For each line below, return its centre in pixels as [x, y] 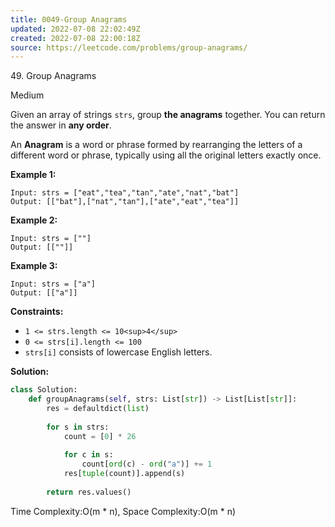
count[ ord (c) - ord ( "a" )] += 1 [147, 464]
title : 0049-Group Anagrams [69, 19]
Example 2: [34, 220]
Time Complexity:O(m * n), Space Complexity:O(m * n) [123, 511]
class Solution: [44, 390]
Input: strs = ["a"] [53, 284]
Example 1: [33, 175]
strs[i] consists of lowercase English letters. [118, 352]
